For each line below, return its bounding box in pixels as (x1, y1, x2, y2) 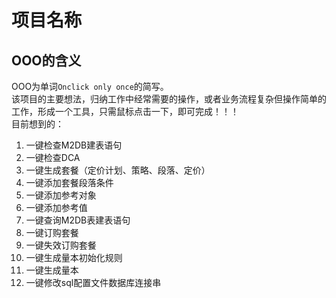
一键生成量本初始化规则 (25, 252, 123, 263)
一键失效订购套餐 (25, 239, 97, 251)
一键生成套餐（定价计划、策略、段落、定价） (25, 164, 211, 176)
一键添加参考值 (25, 202, 88, 213)
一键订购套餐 (25, 227, 79, 238)
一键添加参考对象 (25, 189, 97, 201)
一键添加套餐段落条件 (25, 177, 114, 188)
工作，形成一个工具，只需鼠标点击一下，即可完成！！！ (11, 106, 239, 117)
